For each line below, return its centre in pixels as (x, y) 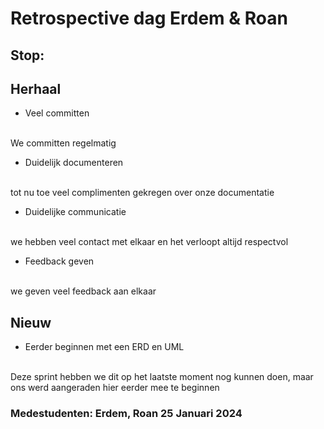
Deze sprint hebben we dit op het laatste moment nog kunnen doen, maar (162, 377)
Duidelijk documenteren (74, 163)
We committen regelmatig (63, 143)
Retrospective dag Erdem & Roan (149, 18)
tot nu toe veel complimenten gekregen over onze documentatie (142, 193)
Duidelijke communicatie (75, 212)
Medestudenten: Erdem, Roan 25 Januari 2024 (126, 414)
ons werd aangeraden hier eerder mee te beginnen (115, 388)
